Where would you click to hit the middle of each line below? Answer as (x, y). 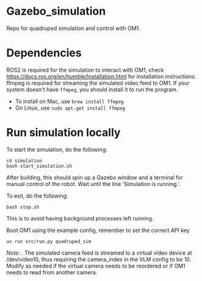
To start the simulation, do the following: (57, 149)
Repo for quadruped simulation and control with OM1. (73, 28)
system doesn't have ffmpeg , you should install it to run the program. (92, 89)
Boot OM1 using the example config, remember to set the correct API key (98, 230)
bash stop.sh (23, 207)
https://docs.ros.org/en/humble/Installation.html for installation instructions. (101, 76)
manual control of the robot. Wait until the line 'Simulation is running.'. (94, 184)
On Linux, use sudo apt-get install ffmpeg (70, 108)
